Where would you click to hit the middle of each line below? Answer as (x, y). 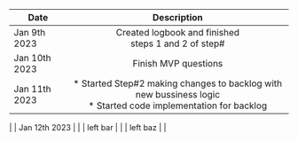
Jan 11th (32, 89)
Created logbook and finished (178, 32)
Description (177, 17)
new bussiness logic (177, 94)
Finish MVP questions (178, 63)
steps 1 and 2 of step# (177, 43)
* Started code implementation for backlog (178, 106)
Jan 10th (32, 58)
